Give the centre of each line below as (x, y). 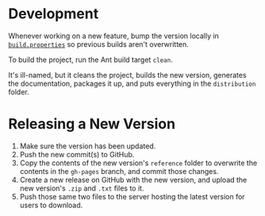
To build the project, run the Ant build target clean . (90, 60)
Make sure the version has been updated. (88, 146)
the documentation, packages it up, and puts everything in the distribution (132, 83)
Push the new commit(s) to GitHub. (77, 154)
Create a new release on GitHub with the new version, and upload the (133, 179)
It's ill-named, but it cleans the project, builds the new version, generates (128, 75)
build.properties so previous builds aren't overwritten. (98, 44)
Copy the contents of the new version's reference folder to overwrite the (138, 163)
